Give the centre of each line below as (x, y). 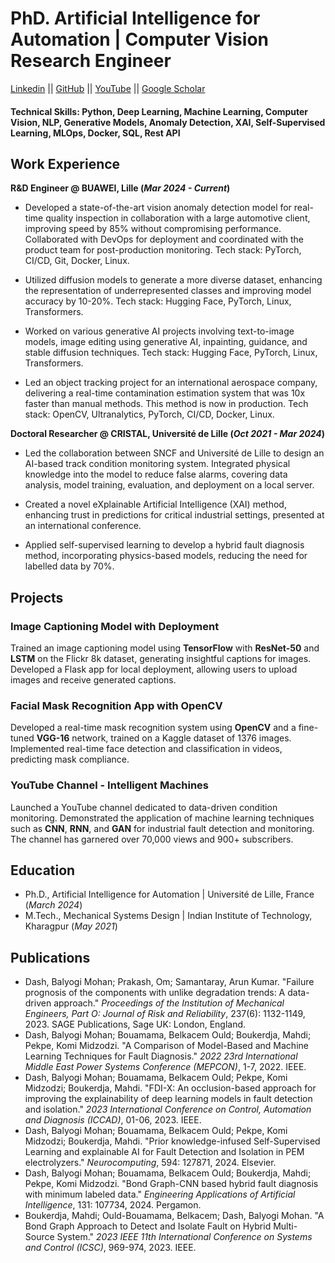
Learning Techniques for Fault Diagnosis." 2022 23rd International (161, 1056)
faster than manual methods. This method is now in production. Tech (166, 404)
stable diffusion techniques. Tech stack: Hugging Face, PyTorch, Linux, (171, 353)
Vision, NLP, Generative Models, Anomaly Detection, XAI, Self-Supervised (168, 122)
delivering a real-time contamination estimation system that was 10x (165, 393)
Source (39, 1237)
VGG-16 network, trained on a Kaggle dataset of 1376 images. (164, 738)
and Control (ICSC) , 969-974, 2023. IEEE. (110, 1248)
